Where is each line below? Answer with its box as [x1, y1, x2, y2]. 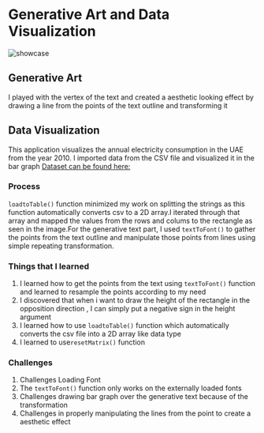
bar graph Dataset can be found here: [8, 161, 131, 171]
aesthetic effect [19, 417, 71, 427]
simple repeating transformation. [8, 241, 114, 250]
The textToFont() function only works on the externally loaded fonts [19, 383, 242, 393]
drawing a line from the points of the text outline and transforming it [8, 100, 229, 110]
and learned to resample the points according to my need [19, 287, 206, 297]
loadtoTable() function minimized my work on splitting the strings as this [8, 199, 246, 209]
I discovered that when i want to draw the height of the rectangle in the [19, 296, 251, 305]
